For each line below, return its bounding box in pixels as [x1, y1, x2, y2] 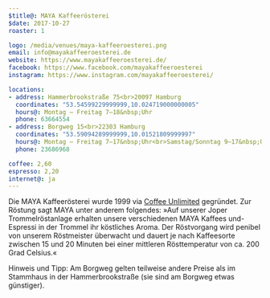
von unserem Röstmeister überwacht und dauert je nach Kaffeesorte [8, 231, 235, 241]
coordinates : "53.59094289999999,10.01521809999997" [15, 130, 196, 139]
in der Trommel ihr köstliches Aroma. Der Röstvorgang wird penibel [38, 222, 261, 232]
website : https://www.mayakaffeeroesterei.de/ [8, 56, 167, 64]
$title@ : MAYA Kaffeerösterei [8, 11, 110, 20]
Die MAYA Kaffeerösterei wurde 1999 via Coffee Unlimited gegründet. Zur [8, 197, 252, 206]
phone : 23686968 [15, 145, 70, 153]
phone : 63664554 [15, 116, 70, 124]
